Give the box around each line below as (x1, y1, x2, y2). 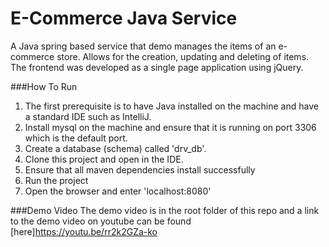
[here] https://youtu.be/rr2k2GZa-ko (10, 225, 158, 237)
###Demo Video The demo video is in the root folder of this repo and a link (10, 204, 320, 216)
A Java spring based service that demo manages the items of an (10, 40, 277, 52)
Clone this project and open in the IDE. (24, 153, 184, 165)
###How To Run (10, 80, 78, 92)
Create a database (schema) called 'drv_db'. (24, 142, 207, 154)
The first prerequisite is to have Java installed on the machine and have (24, 100, 319, 112)
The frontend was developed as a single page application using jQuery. (10, 61, 304, 73)
